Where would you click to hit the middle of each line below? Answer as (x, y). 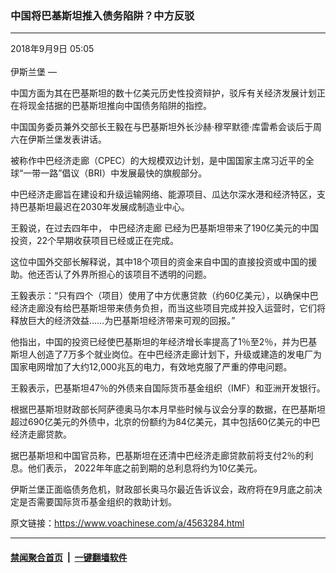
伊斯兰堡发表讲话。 (67, 139)
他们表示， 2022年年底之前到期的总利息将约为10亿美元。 (145, 468)
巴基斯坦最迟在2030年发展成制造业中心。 (104, 207)
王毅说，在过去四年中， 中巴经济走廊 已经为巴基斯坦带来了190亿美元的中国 (165, 228)
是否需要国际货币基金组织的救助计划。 (97, 502)
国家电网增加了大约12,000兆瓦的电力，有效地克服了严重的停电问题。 (151, 367)
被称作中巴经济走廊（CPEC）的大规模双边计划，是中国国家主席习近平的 (158, 161)
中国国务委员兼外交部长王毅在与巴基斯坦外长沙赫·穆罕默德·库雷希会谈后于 (162, 127)
